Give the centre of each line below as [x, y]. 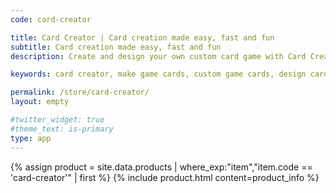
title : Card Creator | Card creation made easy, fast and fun [142, 37]
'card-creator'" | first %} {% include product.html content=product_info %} [165, 177]
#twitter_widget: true [57, 120]
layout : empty [40, 102]
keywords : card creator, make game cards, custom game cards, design [158, 74]
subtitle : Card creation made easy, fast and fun [116, 47]
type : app [31, 138]
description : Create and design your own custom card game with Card [158, 56]
